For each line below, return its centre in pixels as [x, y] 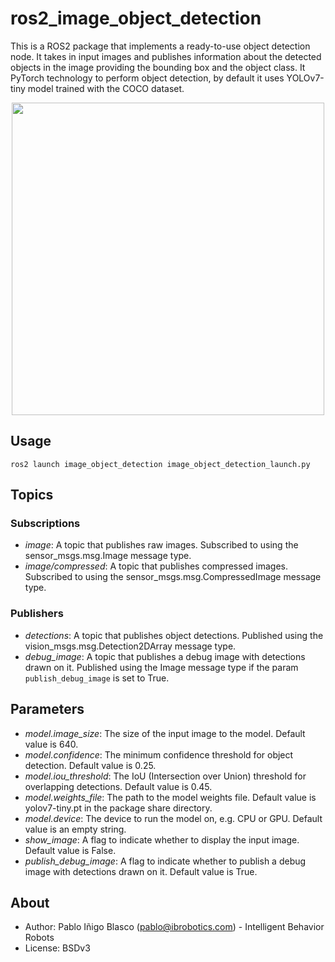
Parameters [47, 709]
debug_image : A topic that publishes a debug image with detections [165, 656]
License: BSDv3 [57, 948]
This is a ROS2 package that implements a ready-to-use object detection [160, 46]
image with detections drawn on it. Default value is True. [141, 871]
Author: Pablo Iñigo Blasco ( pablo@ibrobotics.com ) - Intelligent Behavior [174, 927]
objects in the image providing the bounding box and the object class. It [158, 67]
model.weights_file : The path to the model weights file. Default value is [170, 797]
